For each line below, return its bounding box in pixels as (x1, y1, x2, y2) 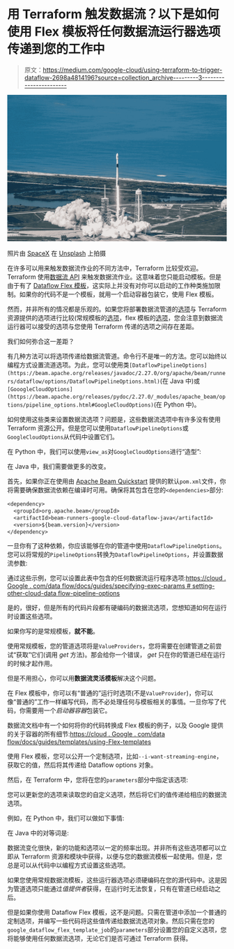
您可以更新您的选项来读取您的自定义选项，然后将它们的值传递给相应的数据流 (7, 790, 227, 798)
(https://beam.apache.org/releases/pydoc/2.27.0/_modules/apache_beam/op (7, 393, 226, 400)
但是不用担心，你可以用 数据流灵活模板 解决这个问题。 (7, 674, 160, 682)
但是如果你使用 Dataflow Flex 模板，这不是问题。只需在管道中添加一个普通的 (7, 908, 227, 916)
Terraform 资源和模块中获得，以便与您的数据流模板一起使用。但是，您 (20, 852, 223, 860)
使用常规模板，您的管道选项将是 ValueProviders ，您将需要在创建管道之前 (7, 641, 216, 650)
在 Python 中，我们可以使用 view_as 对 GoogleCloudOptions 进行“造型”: (7, 447, 201, 455)
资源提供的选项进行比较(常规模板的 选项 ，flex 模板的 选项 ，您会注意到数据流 (7, 313, 224, 321)
